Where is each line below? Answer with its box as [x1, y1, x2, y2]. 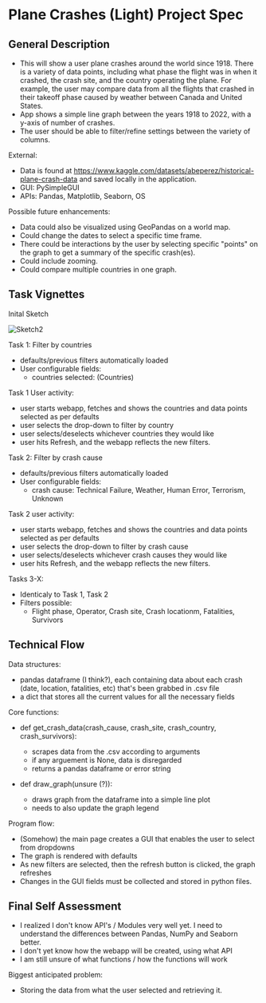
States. [19, 101, 44, 110]
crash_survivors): [19, 731, 77, 740]
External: [8, 150, 37, 160]
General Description [8, 38, 110, 51]
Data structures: [8, 659, 61, 668]
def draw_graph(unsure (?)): [19, 779, 113, 788]
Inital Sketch [8, 309, 49, 319]
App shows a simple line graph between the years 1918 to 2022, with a [19, 109, 252, 119]
